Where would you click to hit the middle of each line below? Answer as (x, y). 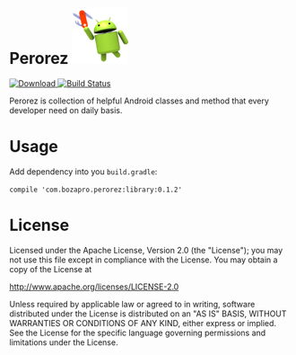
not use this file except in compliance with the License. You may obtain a (144, 260)
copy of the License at (51, 269)
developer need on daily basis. (66, 110)
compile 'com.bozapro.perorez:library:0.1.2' (96, 190)
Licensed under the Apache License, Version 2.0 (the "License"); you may (146, 250)
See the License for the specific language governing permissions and (138, 333)
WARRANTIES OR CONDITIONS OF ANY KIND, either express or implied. (143, 323)
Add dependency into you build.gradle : (83, 171)
